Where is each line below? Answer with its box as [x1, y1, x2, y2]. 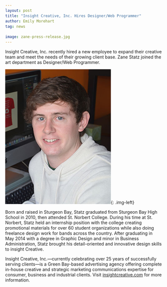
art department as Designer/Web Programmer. [5, 59, 101, 65]
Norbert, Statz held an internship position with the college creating [5, 220, 142, 226]
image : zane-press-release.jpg [5, 34, 70, 39]
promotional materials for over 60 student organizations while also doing [5, 225, 155, 231]
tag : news [5, 24, 26, 29]
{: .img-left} [111, 200, 135, 205]
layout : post [5, 8, 32, 13]
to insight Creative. [5, 246, 44, 252]
